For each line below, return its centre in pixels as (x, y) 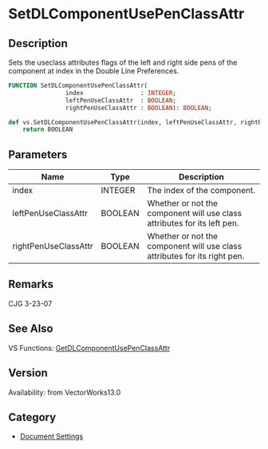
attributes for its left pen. (193, 223)
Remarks (31, 284)
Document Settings (51, 436)
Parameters (38, 154)
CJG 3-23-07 (30, 303)
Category (32, 417)
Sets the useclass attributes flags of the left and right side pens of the (123, 62)
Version (28, 373)
